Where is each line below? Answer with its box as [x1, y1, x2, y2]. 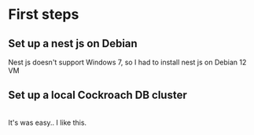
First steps [8, 5, 79, 24]
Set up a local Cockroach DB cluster [8, 89, 187, 102]
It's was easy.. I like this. [8, 118, 87, 127]
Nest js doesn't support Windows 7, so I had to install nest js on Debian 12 [8, 57, 247, 67]
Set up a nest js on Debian [8, 37, 138, 50]
